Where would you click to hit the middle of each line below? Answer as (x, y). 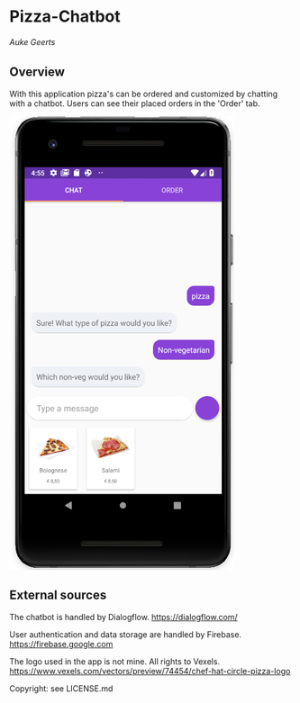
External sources (58, 595)
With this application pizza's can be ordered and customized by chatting (144, 94)
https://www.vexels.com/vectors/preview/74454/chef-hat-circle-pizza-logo (150, 671)
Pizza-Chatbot (65, 17)
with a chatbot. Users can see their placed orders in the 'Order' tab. (135, 103)
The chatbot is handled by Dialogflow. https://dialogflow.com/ (123, 617)
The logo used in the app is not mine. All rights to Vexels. (115, 661)
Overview (37, 72)
